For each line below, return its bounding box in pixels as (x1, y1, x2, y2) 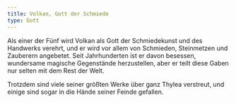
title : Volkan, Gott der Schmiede (7, 10, 110, 18)
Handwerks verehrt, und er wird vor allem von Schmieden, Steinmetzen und (7, 44, 228, 52)
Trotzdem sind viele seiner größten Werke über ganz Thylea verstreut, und (7, 80, 225, 88)
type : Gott (7, 17, 40, 24)
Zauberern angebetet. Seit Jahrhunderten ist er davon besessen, (7, 51, 196, 60)
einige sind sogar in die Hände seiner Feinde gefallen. (7, 87, 164, 96)
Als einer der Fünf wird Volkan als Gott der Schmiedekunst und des (7, 36, 203, 44)
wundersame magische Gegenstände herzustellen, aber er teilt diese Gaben (7, 59, 230, 67)
